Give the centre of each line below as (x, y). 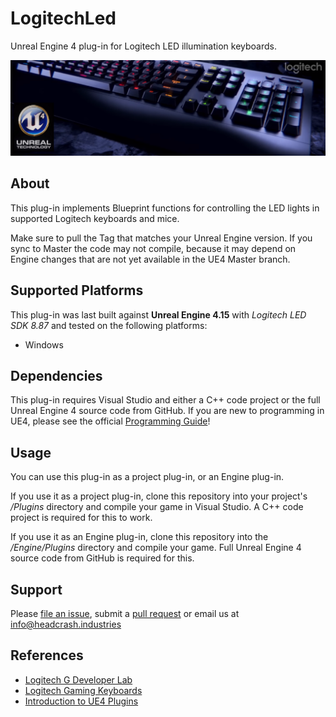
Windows (44, 344)
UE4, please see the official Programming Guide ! (110, 421)
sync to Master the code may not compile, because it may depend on (153, 248)
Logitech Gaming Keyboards (83, 690)
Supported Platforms (77, 290)
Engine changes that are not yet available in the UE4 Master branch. (150, 259)
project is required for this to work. (81, 518)
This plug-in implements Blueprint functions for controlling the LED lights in (165, 208)
